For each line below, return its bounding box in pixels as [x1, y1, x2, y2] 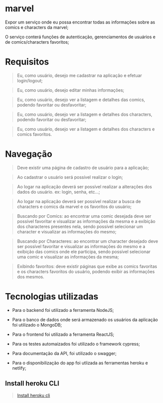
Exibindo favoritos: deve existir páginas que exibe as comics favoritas [17, 263, 157, 269]
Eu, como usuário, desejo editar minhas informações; [17, 87, 124, 93]
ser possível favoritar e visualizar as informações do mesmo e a [17, 243, 145, 249]
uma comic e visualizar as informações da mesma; [17, 253, 119, 260]
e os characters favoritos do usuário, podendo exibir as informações [17, 268, 155, 275]
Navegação [5, 149, 53, 160]
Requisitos [5, 56, 49, 68]
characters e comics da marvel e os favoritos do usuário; [17, 203, 132, 209]
